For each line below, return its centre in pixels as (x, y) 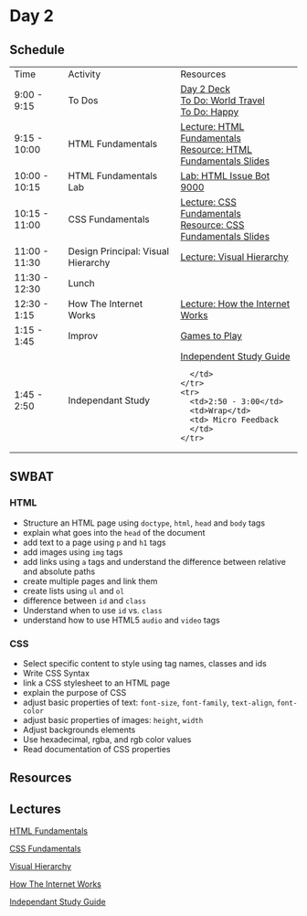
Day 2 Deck (206, 89)
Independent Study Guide (235, 356)
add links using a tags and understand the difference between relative (154, 561)
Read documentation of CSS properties (96, 749)
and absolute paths (59, 571)
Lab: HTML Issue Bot (225, 176)
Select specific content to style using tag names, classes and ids (144, 663)
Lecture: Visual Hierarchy (235, 257)
